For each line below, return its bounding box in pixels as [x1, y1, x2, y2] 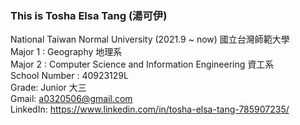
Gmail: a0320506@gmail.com [10, 93, 133, 105]
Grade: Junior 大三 [10, 82, 87, 94]
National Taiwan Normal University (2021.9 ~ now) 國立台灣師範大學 [10, 33, 290, 46]
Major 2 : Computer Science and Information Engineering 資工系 [10, 58, 275, 71]
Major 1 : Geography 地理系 [10, 46, 123, 58]
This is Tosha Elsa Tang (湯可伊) [10, 8, 168, 22]
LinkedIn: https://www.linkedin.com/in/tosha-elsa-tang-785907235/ [10, 103, 290, 116]
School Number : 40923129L [10, 70, 129, 82]
